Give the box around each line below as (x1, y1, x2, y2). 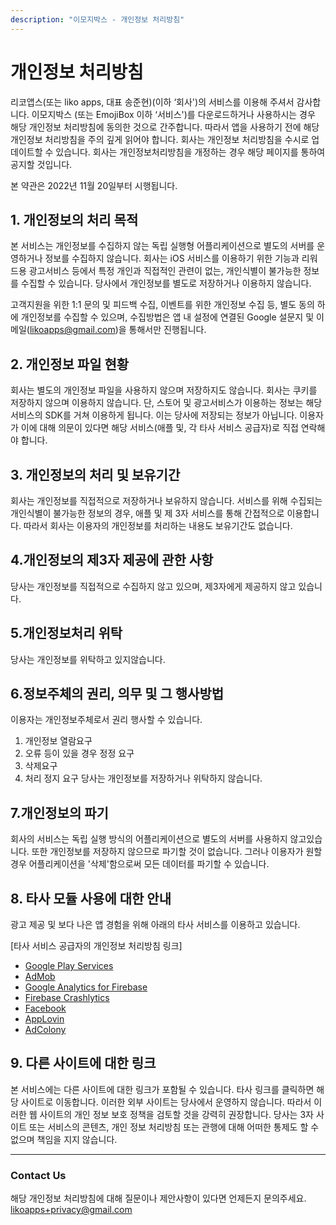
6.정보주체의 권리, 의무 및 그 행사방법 (10, 686, 225, 703)
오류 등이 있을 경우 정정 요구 (24, 747, 135, 760)
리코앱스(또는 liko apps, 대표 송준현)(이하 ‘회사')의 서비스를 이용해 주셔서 (10, 96, 295, 108)
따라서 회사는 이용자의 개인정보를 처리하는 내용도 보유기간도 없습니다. (23, 520, 293, 531)
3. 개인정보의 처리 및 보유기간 (10, 466, 181, 483)
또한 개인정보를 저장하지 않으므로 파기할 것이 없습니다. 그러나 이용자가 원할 (31, 846, 323, 858)
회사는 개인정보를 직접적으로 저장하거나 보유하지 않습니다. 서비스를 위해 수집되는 (10, 495, 323, 506)
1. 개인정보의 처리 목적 (10, 211, 139, 228)
